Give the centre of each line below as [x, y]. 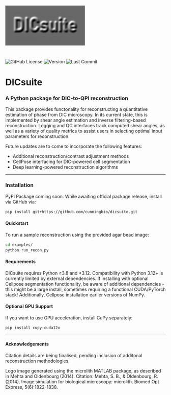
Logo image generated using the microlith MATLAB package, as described [83, 371]
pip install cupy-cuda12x [33, 328]
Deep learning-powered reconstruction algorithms [65, 167]
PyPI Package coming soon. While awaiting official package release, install [83, 196]
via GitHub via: [21, 202]
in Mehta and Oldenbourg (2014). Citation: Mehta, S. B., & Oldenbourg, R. [82, 376]
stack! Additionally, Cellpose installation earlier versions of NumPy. [75, 295]
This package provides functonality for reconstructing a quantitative [77, 109]
